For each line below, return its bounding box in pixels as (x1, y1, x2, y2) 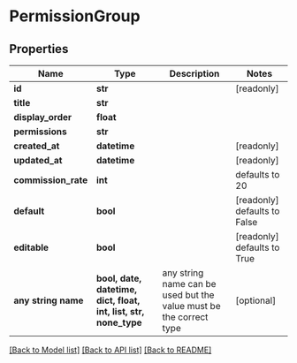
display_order (13, 111, 72, 123)
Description (169, 68, 220, 79)
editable (13, 241, 49, 253)
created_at (13, 140, 60, 152)
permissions (13, 125, 68, 138)
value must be (162, 300, 221, 312)
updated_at (13, 155, 63, 166)
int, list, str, (95, 306, 145, 317)
